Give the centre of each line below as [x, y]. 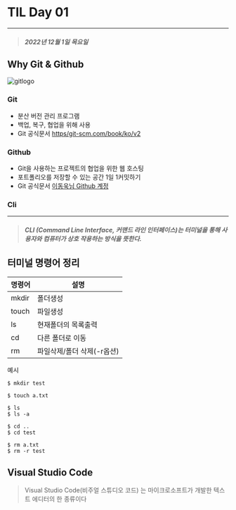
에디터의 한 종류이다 [59, 499]
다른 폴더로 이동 [62, 337]
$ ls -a [19, 414]
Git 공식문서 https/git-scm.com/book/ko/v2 [79, 133]
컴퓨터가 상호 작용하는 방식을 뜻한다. [92, 238]
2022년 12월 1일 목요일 [56, 42]
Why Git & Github [46, 64]
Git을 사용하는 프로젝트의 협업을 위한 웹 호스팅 [80, 168]
